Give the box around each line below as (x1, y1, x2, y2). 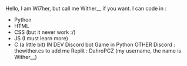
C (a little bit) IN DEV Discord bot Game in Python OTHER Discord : (14, 41, 176, 48)
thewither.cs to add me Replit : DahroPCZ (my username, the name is (14, 47, 182, 54)
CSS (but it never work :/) (14, 29, 76, 36)
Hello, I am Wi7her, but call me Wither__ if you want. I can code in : (5, 5, 167, 12)
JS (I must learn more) (14, 35, 69, 41)
